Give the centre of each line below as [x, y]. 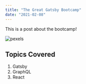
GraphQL [22, 72]
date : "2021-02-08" [25, 15]
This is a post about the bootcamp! [41, 29]
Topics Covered [30, 54]
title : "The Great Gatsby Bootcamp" [43, 10]
